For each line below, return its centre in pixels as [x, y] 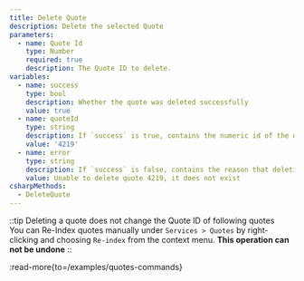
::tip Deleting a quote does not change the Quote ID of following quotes [142, 220]
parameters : [32, 34]
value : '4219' [52, 144]
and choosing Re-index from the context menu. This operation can [165, 240]
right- [258, 230]
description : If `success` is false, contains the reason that [147, 170]
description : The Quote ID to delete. [99, 69]
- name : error [44, 152]
